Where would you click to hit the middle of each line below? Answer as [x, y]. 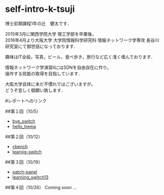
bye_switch [24, 121]
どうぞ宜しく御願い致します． [35, 90]
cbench [20, 146]
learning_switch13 [30, 177]
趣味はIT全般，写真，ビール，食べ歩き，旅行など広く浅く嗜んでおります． [80, 57]
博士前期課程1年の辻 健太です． [38, 23]
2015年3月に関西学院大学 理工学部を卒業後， [51, 34]
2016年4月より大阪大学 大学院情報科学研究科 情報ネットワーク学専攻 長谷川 [82, 40]
